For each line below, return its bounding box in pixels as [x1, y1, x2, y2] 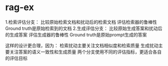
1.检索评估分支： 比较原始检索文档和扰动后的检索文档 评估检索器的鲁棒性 [5, 19, 157, 25]
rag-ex [5, 2, 34, 13]
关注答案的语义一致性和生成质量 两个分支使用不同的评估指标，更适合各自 [9, 49, 162, 55]
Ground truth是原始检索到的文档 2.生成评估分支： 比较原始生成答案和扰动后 [5, 25, 163, 31]
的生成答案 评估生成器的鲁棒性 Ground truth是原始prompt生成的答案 [5, 31, 147, 38]
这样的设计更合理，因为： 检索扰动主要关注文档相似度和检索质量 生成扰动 [5, 42, 158, 48]
